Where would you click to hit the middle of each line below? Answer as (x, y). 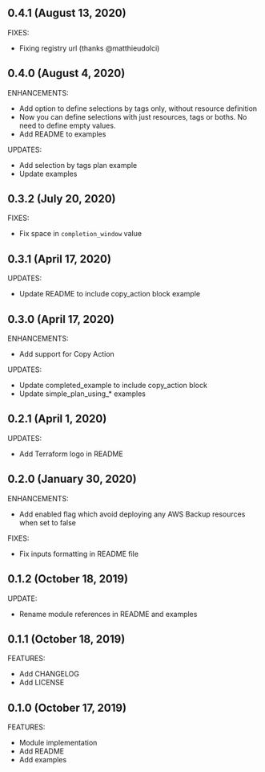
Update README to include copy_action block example (110, 294)
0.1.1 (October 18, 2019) (66, 639)
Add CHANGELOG (49, 674)
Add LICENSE (42, 683)
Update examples (48, 174)
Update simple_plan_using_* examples (82, 394)
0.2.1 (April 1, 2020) (57, 419)
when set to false (48, 522)
